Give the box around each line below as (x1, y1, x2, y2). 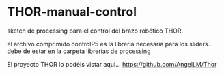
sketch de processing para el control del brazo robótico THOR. (7, 27, 184, 35)
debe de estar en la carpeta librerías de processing (7, 47, 151, 55)
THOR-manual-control (7, 4, 137, 20)
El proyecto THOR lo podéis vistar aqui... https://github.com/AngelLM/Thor (7, 60, 217, 68)
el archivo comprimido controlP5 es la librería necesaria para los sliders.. (7, 40, 212, 48)
